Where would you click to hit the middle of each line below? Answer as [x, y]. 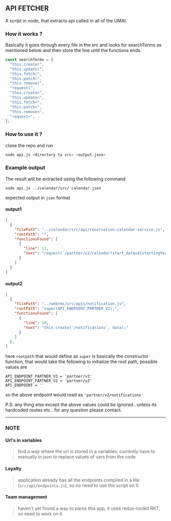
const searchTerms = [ [29, 60]
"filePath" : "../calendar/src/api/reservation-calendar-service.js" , [90, 229]
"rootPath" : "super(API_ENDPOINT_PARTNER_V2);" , [67, 309]
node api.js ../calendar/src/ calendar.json [53, 188]
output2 [14, 284]
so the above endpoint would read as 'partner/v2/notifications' [74, 395]
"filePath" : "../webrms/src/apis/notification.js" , [70, 304]
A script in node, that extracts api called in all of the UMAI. [66, 20]
